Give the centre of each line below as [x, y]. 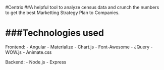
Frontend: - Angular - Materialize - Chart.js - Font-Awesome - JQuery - [79, 47]
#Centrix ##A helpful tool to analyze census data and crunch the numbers [82, 7]
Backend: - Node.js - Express [36, 62]
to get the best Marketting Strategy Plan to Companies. [63, 13]
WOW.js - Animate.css [29, 52]
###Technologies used [55, 33]
